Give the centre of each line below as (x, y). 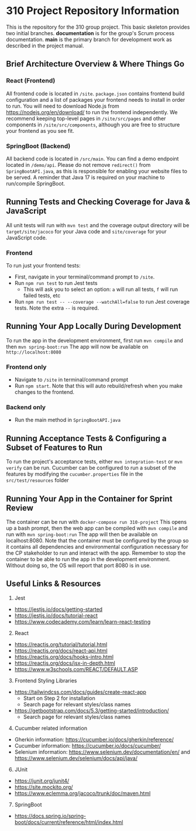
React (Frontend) (31, 81)
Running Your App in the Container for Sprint (89, 499)
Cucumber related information (51, 728)
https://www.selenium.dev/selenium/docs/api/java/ (76, 758)
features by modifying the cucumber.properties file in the (75, 474)
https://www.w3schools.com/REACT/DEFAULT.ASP (76, 669)
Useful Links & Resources (54, 584)
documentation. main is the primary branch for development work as (89, 39)
